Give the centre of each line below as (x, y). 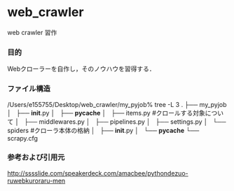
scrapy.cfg (23, 138)
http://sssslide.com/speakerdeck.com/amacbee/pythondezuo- (98, 173)
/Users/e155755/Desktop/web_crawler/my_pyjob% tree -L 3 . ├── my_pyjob (117, 104)
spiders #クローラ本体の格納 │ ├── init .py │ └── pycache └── (103, 130)
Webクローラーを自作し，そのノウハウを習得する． (81, 69)
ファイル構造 (29, 89)
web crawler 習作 (32, 32)
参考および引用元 (36, 157)
